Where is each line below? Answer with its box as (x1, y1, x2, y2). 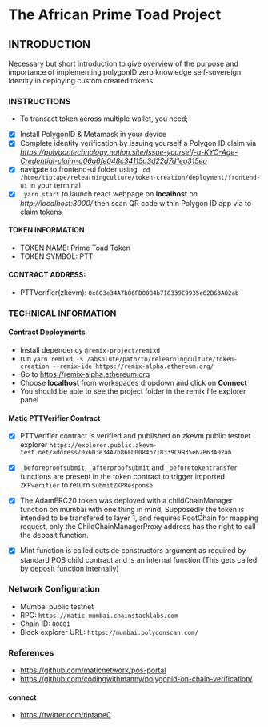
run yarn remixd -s (19, 354, 84, 364)
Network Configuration (8, 584, 101, 595)
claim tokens (19, 207, 62, 216)
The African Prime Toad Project (8, 6, 222, 24)
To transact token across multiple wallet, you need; (19, 114, 188, 123)
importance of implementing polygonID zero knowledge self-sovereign (8, 67, 242, 77)
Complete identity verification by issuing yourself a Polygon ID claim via (19, 139, 257, 148)
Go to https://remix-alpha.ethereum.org (19, 370, 150, 379)
